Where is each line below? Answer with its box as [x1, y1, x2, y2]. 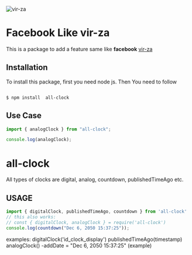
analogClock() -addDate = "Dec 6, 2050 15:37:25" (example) [6, 241, 152, 249]
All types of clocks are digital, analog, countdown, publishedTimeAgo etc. [6, 176, 184, 183]
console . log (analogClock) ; [6, 137, 72, 143]
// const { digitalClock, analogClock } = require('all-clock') [6, 219, 166, 226]
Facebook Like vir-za [6, 26, 110, 39]
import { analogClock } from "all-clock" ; [6, 126, 111, 132]
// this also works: [6, 214, 57, 220]
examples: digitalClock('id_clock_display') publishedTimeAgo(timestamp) [6, 236, 183, 243]
